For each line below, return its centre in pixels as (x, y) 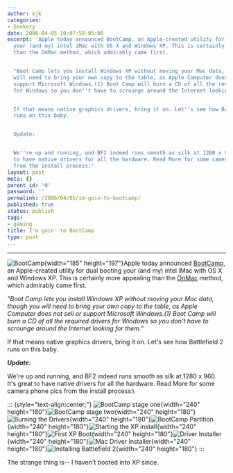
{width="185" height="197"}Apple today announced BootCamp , (135, 263)
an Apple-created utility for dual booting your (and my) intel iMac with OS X (115, 271)
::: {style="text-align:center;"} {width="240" (104, 405)
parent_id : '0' (29, 185)
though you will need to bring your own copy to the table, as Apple (102, 306)
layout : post (26, 172)
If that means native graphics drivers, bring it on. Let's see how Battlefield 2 (115, 342)
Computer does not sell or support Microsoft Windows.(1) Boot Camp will (112, 314)
